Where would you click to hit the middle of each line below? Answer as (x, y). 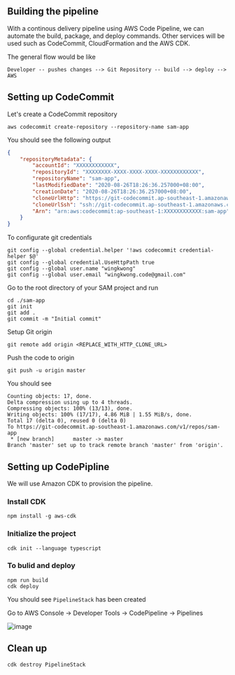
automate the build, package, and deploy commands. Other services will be (116, 36)
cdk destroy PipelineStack (47, 665)
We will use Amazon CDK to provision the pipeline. (80, 483)
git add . (22, 313)
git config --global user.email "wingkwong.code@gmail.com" (97, 275)
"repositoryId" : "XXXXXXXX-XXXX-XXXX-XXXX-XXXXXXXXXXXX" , (119, 172)
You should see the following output (59, 140)
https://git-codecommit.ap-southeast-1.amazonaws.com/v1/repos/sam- (118, 427)
